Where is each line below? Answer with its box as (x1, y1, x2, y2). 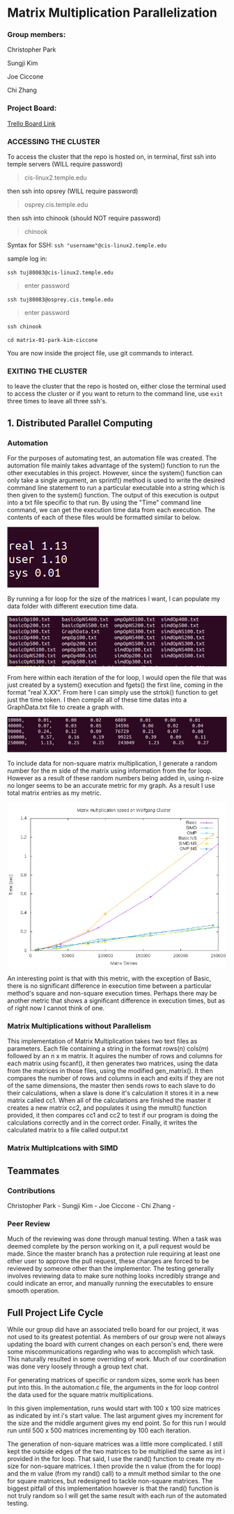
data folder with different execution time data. (7, 602, 139, 610)
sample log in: (7, 254, 47, 263)
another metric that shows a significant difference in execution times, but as (7, 996, 225, 1005)
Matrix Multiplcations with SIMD (7, 1143, 118, 1153)
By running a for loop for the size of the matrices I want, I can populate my (7, 594, 221, 603)
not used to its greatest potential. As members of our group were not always (7, 1333, 226, 1341)
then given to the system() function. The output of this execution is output (7, 491, 219, 500)
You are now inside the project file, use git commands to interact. (7, 349, 194, 357)
